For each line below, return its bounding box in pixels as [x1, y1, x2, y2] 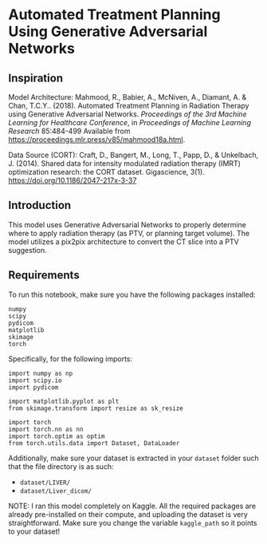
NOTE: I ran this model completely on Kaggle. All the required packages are [8, 501, 257, 510]
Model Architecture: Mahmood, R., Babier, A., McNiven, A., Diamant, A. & [8, 93, 247, 101]
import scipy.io [8, 376, 62, 384]
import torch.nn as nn [8, 425, 84, 433]
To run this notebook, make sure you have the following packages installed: [8, 290, 257, 299]
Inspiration [8, 71, 64, 85]
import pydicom [8, 383, 59, 392]
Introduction [8, 199, 72, 212]
